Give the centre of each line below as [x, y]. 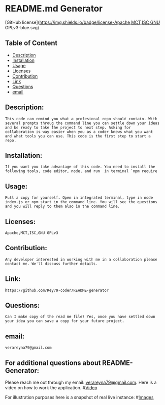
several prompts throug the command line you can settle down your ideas [82, 123]
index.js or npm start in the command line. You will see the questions [81, 202]
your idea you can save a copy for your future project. [65, 321]
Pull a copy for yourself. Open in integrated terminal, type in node [79, 198]
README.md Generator [54, 9]
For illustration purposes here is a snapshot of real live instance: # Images [79, 397]
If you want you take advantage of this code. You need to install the [80, 167]
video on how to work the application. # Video [51, 388]
